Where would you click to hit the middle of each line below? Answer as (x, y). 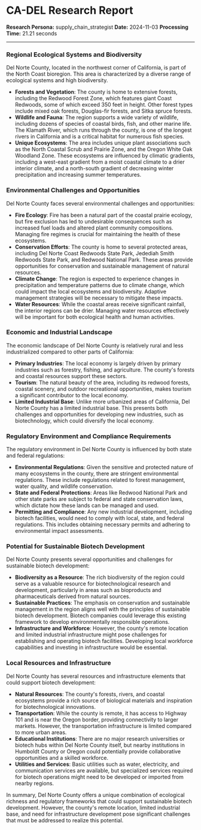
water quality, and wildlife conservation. (64, 487)
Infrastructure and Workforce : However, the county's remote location (101, 628)
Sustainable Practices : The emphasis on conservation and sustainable (102, 603)
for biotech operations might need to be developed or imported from (99, 777)
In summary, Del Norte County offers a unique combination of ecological (95, 795)
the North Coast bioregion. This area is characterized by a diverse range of (99, 74)
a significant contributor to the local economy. (71, 395)
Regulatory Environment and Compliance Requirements (89, 436)
